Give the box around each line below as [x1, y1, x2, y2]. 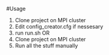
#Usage [6, 5, 26, 12]
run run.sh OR [14, 29, 50, 36]
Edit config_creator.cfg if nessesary [14, 23, 104, 30]
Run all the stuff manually [14, 42, 78, 49]
